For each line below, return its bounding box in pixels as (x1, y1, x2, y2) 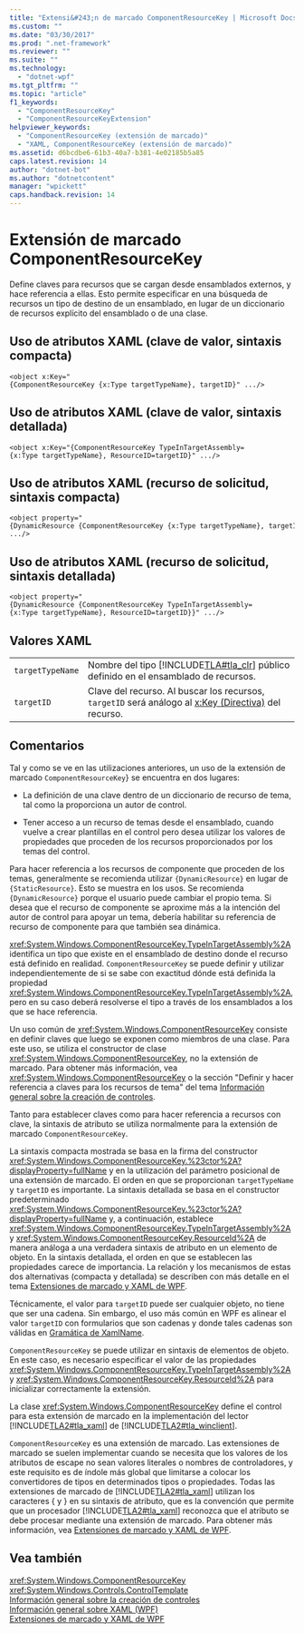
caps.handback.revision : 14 (9, 191, 116, 200)
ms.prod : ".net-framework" (9, 38, 111, 48)
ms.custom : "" (9, 22, 63, 31)
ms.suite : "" (9, 55, 59, 64)
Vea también (9, 1550, 82, 1566)
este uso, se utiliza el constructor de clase (9, 1042, 167, 1053)
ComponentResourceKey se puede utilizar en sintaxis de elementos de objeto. (9, 1345, 290, 1355)
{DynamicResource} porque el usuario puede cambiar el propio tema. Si (9, 892, 271, 903)
